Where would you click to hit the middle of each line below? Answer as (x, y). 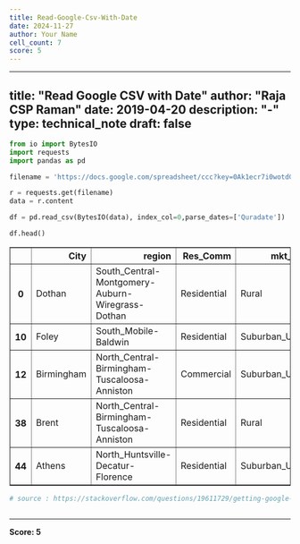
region (158, 256)
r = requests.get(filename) (62, 193)
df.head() (28, 234)
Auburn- (114, 293)
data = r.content (42, 201)
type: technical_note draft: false (100, 123)
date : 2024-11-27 (42, 26)
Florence (114, 477)
